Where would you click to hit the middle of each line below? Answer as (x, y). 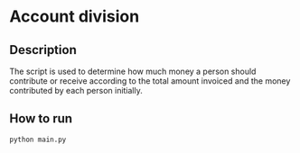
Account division (75, 17)
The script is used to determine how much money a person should (133, 71)
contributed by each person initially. (76, 90)
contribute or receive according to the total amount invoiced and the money (150, 81)
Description (43, 50)
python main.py (38, 139)
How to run (41, 119)
